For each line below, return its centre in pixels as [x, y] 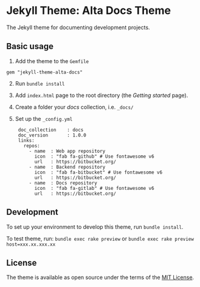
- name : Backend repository [67, 167]
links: [26, 140]
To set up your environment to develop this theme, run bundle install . [95, 227]
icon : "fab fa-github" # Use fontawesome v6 [94, 156]
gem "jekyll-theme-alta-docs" [45, 72]
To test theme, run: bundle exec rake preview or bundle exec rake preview [100, 238]
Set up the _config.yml [44, 118]
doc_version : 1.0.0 [52, 135]
